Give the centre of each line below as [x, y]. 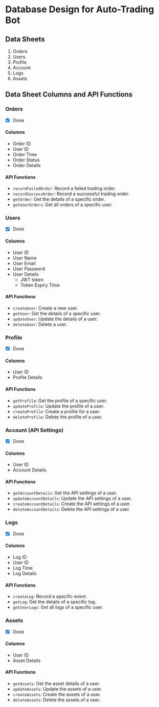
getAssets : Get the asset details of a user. [56, 684]
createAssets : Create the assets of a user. [57, 694]
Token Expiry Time [40, 285]
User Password [29, 269]
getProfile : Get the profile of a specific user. [60, 400]
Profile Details [27, 378]
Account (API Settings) [35, 430]
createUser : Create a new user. [45, 308]
